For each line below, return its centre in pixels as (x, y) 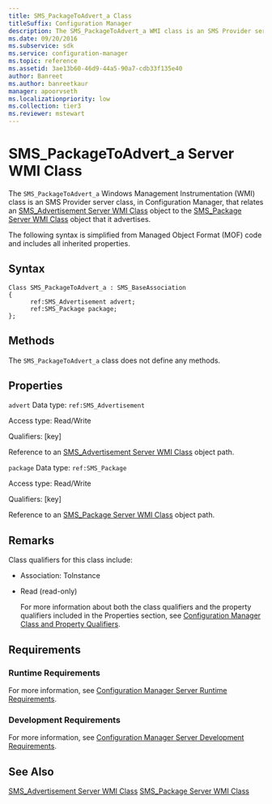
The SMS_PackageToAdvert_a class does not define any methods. (115, 360)
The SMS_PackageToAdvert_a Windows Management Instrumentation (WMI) (132, 193)
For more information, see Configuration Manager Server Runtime (118, 690)
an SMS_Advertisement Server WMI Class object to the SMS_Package (125, 211)
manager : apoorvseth (43, 91)
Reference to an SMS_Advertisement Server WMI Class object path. (121, 452)
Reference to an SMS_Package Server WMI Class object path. (112, 515)
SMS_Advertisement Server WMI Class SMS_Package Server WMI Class (129, 791)
